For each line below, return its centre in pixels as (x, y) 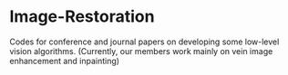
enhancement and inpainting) (65, 61)
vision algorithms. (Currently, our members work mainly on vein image (141, 51)
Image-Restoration (82, 17)
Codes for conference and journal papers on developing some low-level (144, 42)
